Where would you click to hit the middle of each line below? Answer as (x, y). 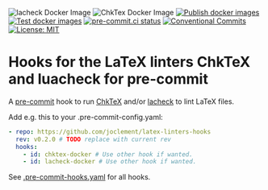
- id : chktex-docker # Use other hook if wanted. (108, 154)
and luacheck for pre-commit (108, 79)
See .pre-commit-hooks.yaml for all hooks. (80, 177)
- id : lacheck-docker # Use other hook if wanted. (110, 162)
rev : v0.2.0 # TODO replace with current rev (94, 139)
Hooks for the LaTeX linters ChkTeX (130, 62)
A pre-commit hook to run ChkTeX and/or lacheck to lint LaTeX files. (121, 101)
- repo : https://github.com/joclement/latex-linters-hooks (110, 132)
